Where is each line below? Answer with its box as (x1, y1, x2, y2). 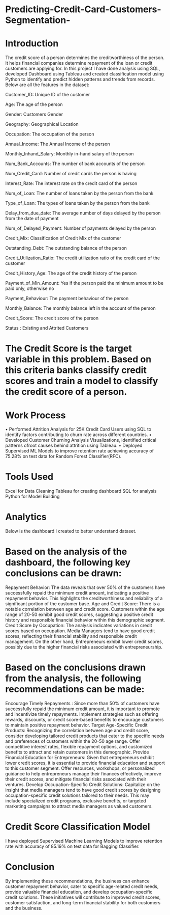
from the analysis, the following (5, 672, 142, 684)
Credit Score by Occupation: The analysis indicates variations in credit (5, 623, 152, 629)
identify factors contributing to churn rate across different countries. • (5, 432, 152, 438)
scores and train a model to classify (5, 375, 158, 387)
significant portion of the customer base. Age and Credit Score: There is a (5, 601, 160, 607)
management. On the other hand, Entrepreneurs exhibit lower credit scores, (5, 638, 163, 645)
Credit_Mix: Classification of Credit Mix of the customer (5, 235, 121, 241)
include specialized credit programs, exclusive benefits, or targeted (5, 798, 146, 803)
